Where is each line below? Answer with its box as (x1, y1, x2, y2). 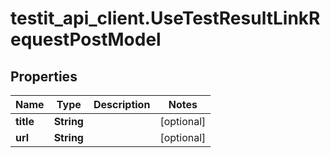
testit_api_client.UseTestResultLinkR (10, 7, 321, 30)
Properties (10, 68, 78, 85)
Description (93, 98, 151, 111)
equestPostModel (10, 28, 162, 51)
